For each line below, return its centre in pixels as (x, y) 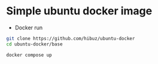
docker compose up (29, 55)
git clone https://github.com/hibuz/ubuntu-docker (71, 38)
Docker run (29, 28)
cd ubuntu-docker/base (34, 44)
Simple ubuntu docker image (79, 11)
